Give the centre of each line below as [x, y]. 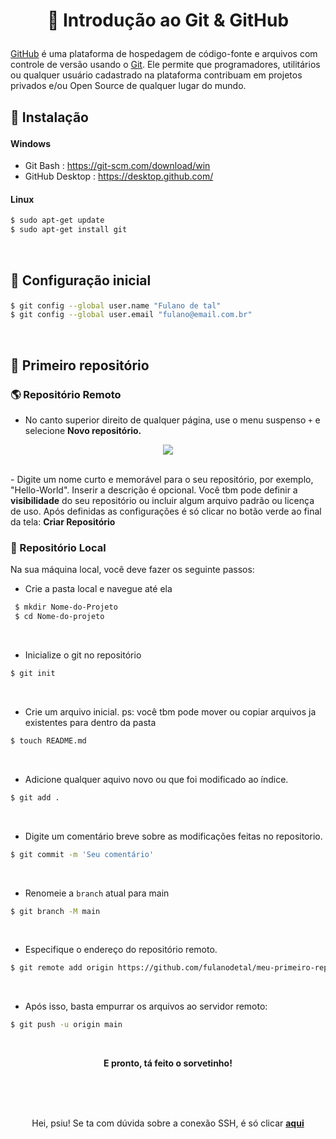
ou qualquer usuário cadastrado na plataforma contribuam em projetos [156, 75]
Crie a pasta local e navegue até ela [98, 589]
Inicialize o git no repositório [83, 655]
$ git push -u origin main [66, 1025]
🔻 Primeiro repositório [80, 365]
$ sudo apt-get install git [69, 230]
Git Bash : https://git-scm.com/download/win [117, 166]
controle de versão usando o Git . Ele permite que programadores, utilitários [165, 65]
